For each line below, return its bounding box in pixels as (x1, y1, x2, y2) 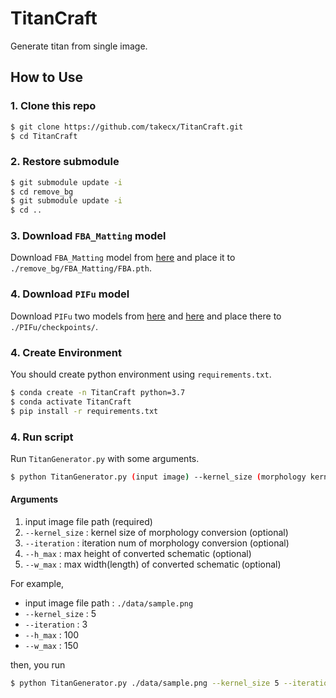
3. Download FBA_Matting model (10, 229, 167, 243)
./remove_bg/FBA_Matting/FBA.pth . (10, 262, 152, 274)
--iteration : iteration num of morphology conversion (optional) (24, 537, 290, 549)
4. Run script (10, 430, 74, 444)
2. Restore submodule (10, 155, 120, 169)
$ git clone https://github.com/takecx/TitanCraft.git (10, 122, 244, 132)
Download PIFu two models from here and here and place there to (10, 310, 282, 322)
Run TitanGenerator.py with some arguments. (10, 452, 200, 464)
